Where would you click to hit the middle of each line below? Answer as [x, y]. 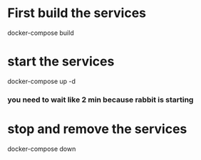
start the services [61, 62]
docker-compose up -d [42, 81]
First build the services [77, 13]
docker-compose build [41, 33]
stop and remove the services [97, 129]
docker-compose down [42, 149]
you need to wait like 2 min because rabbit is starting [100, 100]
